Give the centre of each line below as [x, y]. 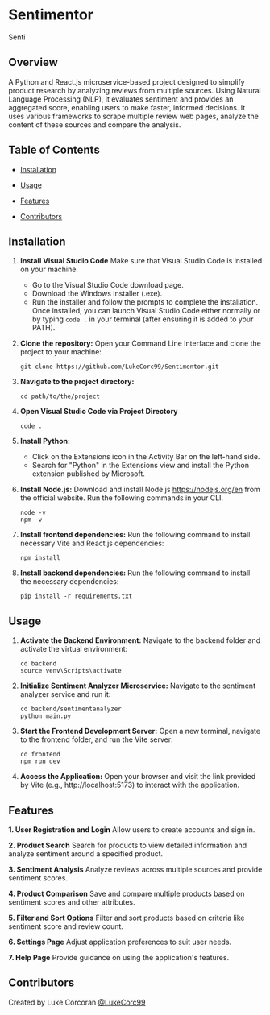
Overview [33, 62]
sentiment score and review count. [66, 926]
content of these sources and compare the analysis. [95, 124]
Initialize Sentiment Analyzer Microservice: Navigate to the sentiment [138, 686]
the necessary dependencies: [69, 582]
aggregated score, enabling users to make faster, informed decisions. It [127, 107]
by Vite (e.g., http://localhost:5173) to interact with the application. [130, 785]
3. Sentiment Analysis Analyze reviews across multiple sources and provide [135, 869]
